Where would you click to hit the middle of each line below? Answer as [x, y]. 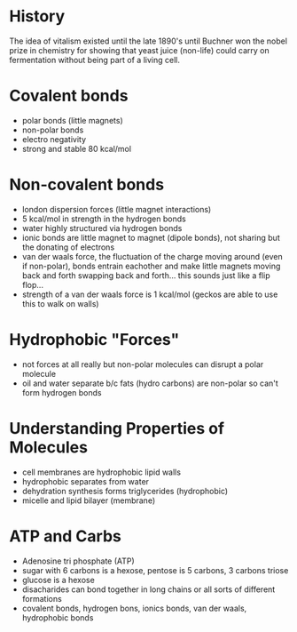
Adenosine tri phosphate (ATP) [78, 561]
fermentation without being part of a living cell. [94, 60]
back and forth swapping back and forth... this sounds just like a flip [146, 275]
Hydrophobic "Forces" [94, 340]
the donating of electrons [68, 247]
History [37, 16]
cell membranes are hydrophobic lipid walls [102, 472]
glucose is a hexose [58, 580]
